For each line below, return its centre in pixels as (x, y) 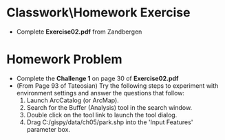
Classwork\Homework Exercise (98, 13)
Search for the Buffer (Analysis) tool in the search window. (109, 107)
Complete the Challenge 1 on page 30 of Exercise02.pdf (97, 78)
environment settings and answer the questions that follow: (100, 93)
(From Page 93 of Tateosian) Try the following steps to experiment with (117, 85)
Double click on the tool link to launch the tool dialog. (102, 115)
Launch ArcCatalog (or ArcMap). (73, 100)
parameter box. (48, 129)
